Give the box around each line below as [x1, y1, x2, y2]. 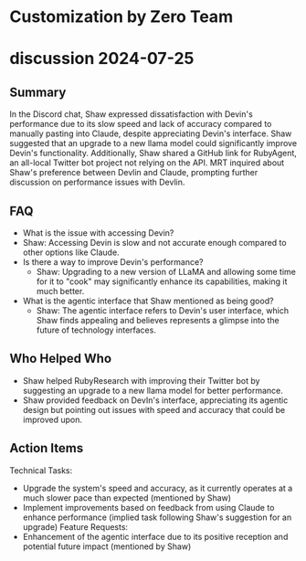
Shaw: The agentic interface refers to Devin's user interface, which [36, 305, 290, 316]
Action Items [9, 440, 84, 456]
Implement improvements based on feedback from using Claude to [22, 502, 275, 513]
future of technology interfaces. [36, 324, 157, 335]
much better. [36, 286, 85, 296]
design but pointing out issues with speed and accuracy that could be [22, 404, 286, 415]
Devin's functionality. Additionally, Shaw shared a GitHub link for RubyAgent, [9, 148, 297, 159]
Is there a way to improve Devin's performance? [22, 257, 204, 267]
